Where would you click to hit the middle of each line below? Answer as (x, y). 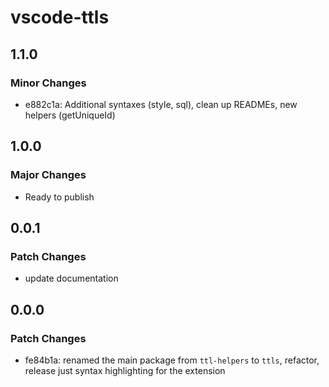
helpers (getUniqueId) (70, 115)
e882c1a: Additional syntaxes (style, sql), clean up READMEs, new (161, 104)
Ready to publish (59, 197)
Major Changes (48, 175)
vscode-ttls (60, 17)
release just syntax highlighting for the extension (125, 370)
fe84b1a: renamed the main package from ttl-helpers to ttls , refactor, (172, 360)
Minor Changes (48, 83)
